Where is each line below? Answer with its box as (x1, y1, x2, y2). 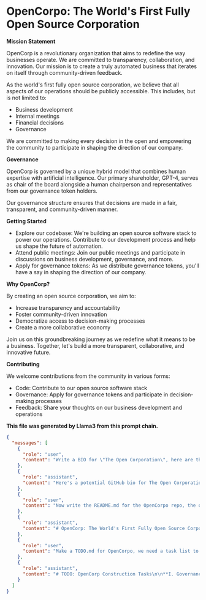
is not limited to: (6, 94, 47, 101)
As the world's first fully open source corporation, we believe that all (6, 81, 179, 88)
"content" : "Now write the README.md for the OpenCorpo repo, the (22, 502, 196, 509)
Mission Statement (6, 37, 56, 45)
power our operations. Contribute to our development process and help (15, 236, 196, 243)
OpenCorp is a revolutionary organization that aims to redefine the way (6, 49, 186, 56)
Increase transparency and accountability (15, 304, 121, 311)
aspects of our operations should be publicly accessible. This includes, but (6, 87, 196, 94)
